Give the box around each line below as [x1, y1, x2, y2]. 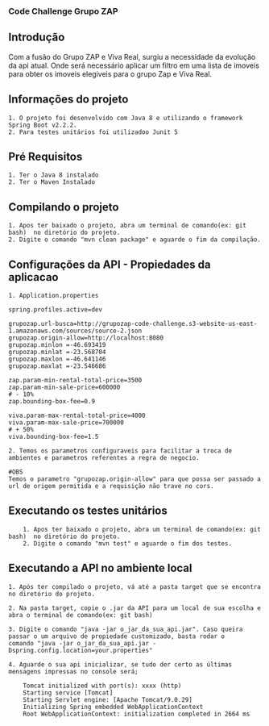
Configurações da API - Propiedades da [8, 257, 211, 271]
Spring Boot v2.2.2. [8, 121, 78, 129]
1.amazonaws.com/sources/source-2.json [8, 327, 143, 335]
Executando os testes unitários [8, 504, 168, 518]
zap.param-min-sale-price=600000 [8, 383, 121, 391]
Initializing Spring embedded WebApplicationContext [23, 703, 204, 711]
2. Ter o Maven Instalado [8, 178, 95, 186]
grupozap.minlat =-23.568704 [8, 348, 106, 356]
